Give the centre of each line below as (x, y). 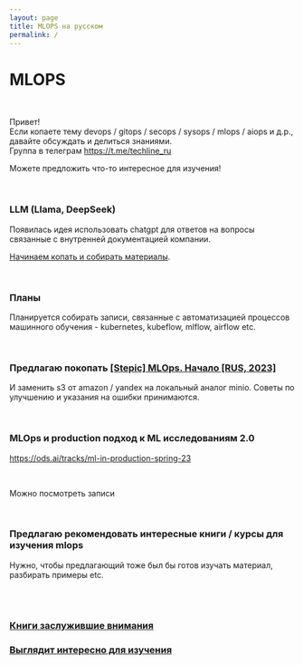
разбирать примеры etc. (57, 574)
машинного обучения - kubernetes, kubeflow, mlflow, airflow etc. (133, 326)
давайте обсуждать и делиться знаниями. (91, 141)
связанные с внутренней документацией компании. (110, 239)
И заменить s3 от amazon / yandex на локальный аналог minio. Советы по (152, 388)
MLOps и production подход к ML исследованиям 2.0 (132, 439)
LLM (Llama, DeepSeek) (62, 209)
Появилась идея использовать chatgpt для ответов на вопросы (132, 229)
